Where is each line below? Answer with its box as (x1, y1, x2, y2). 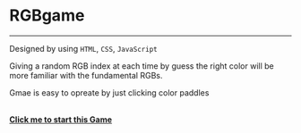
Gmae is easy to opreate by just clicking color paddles (9, 87, 210, 98)
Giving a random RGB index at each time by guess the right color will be (9, 60, 275, 71)
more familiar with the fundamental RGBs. (9, 70, 163, 80)
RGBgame (9, 5, 85, 26)
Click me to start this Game (9, 113, 113, 125)
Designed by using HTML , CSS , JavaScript (9, 43, 159, 54)
